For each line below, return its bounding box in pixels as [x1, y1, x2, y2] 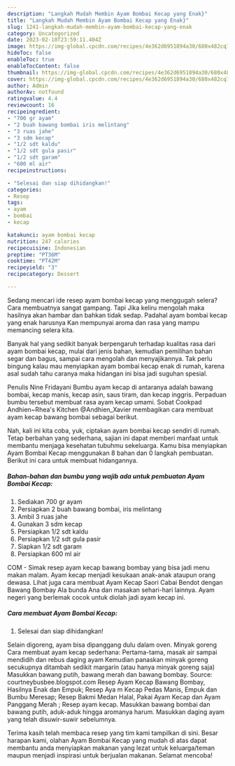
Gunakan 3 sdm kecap [17, 520, 83, 528]
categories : [7, 186, 42, 193]
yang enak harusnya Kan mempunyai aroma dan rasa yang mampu [7, 318, 200, 326]
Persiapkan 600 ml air [17, 549, 81, 558]
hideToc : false [7, 50, 52, 57]
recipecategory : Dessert [7, 271, 80, 278]
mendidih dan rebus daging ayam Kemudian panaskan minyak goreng [7, 655, 208, 663]
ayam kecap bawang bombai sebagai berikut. [7, 412, 138, 421]
